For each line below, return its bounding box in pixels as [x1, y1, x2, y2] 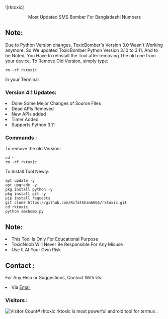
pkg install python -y [5, 187, 53, 192]
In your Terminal [5, 76, 39, 82]
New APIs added [12, 111, 46, 117]
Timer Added [12, 117, 39, 123]
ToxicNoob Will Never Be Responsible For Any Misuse [12, 241, 123, 248]
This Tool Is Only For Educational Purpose [12, 236, 99, 242]
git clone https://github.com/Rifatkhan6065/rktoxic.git [5, 200, 127, 205]
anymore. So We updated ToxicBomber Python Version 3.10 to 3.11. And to [5, 47, 158, 53]
